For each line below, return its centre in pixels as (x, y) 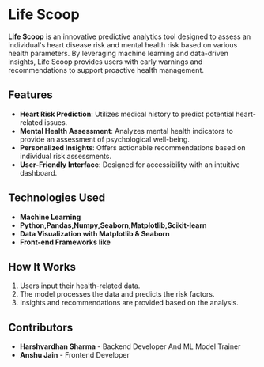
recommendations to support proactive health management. (106, 70)
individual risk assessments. (66, 156)
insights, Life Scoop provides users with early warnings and (106, 62)
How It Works (42, 267)
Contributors (41, 327)
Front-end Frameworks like (65, 242)
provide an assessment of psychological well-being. (104, 139)
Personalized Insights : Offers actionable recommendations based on (133, 147)
